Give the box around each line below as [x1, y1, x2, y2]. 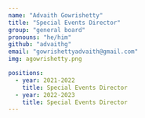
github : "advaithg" [8, 41, 72, 48]
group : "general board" [8, 26, 86, 34]
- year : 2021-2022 [15, 76, 76, 84]
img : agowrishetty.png [8, 55, 82, 63]
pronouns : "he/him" [8, 33, 72, 41]
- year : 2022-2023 [15, 91, 76, 98]
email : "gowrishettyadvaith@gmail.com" [8, 48, 139, 55]
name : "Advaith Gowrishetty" [8, 11, 103, 20]
